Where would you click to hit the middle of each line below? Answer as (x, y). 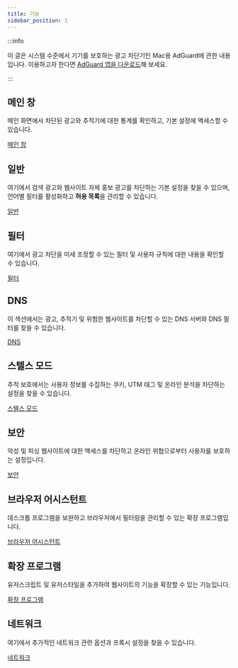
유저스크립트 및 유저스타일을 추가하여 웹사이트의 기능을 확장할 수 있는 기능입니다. (119, 584)
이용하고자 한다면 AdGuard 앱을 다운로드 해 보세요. (98, 64)
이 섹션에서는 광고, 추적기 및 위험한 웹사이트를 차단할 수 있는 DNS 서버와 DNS (115, 319)
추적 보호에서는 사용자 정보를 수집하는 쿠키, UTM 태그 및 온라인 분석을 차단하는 (116, 384)
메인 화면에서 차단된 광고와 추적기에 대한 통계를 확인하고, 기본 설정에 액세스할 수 (118, 120)
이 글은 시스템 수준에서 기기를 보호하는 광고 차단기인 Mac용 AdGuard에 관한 (113, 55)
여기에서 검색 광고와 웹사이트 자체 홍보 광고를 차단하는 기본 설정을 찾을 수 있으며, (119, 188)
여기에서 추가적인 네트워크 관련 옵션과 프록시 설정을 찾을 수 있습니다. (102, 642)
